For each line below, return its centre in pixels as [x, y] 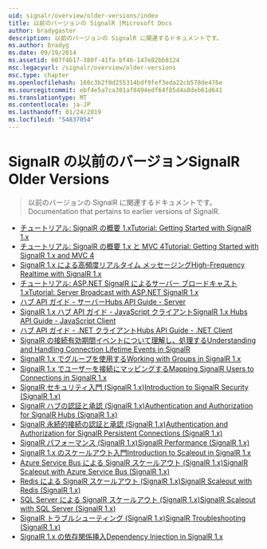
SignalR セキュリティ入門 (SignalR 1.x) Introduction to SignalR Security [134, 387]
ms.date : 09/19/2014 [43, 53]
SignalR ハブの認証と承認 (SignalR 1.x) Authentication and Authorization [136, 405]
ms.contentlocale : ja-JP [49, 105]
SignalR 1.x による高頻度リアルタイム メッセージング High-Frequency [132, 265]
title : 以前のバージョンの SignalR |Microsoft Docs [90, 23]
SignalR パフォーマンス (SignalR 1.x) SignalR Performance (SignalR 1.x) [135, 442]
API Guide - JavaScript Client [68, 320]
